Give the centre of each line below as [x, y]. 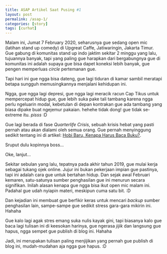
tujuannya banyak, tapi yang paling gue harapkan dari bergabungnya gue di [83, 58]
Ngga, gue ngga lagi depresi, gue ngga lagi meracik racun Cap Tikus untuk [82, 94]
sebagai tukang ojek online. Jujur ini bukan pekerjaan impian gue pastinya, [82, 170]
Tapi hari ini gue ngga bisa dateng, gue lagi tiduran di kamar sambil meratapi [83, 79]
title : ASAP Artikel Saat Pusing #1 [43, 10]
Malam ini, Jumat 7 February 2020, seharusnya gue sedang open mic [77, 42]
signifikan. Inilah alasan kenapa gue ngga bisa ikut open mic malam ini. [78, 186]
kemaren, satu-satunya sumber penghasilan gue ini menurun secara [75, 180]
